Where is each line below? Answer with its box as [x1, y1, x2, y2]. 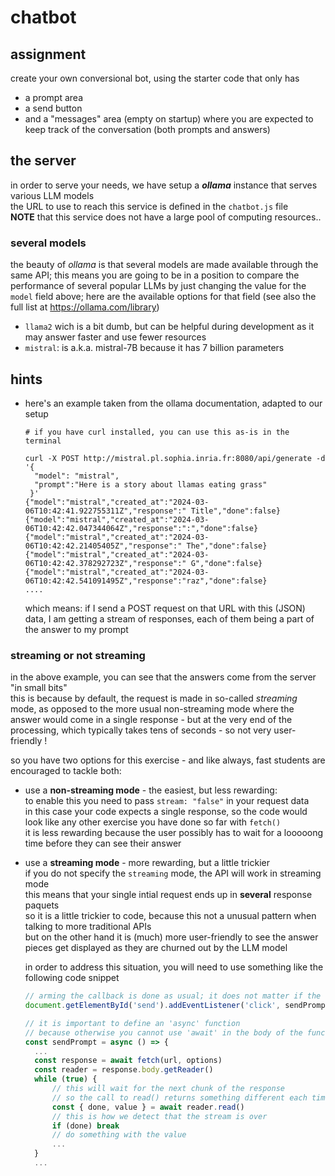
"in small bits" [10, 682, 68, 694]
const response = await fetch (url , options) [34, 1056, 223, 1066]
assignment [10, 46, 87, 63]
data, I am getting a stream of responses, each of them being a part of [24, 612, 315, 625]
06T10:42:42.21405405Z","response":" [24, 541, 183, 551]
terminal [24, 436, 62, 446]
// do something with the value [51, 1130, 187, 1140]
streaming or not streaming [10, 648, 146, 662]
